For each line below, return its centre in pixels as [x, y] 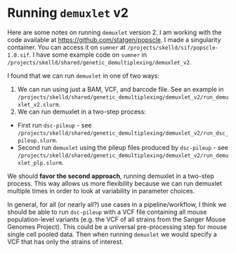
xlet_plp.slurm [40, 163]
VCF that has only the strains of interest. [66, 241]
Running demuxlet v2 [68, 13]
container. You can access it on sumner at [67, 47]
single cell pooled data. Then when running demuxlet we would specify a [112, 234]
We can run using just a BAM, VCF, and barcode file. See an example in [120, 89]
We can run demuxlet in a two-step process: [81, 111]
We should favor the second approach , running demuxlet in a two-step [111, 176]
